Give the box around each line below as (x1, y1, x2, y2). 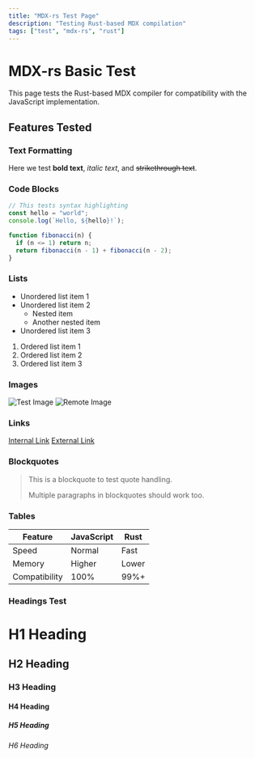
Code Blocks (8, 183, 59, 194)
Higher (70, 557, 97, 569)
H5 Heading (8, 720, 50, 730)
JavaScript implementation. (8, 97, 100, 107)
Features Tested (8, 121, 92, 134)
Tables (8, 510, 36, 522)
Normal (70, 544, 100, 556)
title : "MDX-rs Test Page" (8, 11, 100, 20)
